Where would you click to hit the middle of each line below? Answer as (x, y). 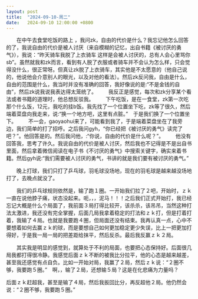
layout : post (22, 12)
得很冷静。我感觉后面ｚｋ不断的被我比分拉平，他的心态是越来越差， (109, 255)
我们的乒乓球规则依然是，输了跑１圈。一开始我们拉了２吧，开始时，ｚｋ (104, 191)
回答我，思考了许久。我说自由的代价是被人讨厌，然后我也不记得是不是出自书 (99, 144)
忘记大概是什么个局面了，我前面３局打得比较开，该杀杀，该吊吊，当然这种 (96, 206)
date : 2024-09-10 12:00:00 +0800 (50, 22)
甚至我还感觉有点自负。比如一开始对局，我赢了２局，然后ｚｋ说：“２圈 (93, 262)
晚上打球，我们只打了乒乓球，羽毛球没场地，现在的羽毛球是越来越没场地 (104, 171)
